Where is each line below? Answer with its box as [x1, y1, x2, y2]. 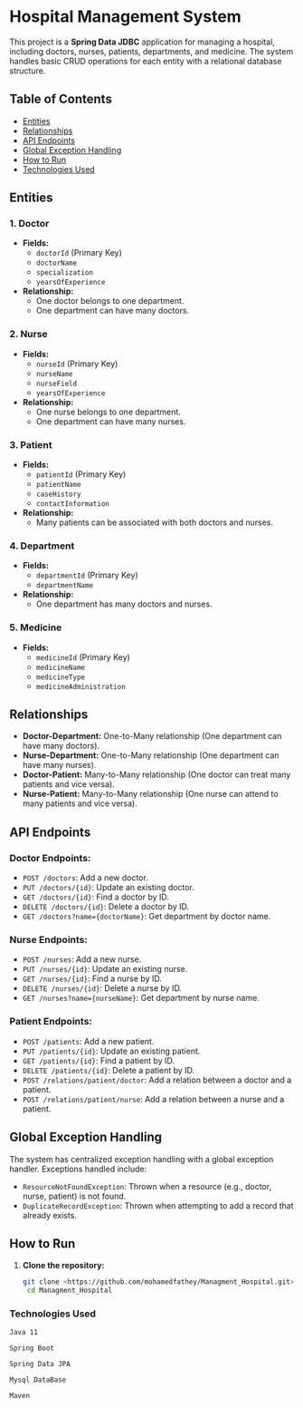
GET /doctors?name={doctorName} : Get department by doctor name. [22, 911, 271, 922]
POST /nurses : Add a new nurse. [22, 954, 142, 965]
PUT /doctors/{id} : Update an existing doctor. [22, 882, 194, 893]
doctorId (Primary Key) [35, 248, 122, 258]
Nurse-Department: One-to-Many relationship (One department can [22, 750, 279, 761]
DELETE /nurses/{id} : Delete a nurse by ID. [22, 983, 183, 994]
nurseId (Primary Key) [35, 358, 118, 369]
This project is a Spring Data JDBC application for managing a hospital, [9, 36, 276, 47]
